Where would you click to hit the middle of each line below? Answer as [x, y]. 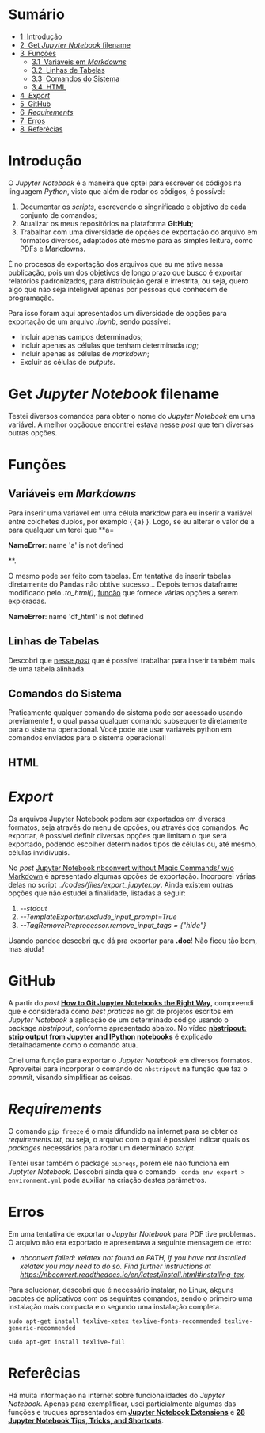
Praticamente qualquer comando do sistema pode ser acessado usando [125, 713]
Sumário [36, 15]
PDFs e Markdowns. [52, 249]
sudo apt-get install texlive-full [67, 1342]
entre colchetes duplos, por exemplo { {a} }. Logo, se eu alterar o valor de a [131, 521]
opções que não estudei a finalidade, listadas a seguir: [97, 893]
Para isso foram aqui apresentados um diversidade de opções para [117, 313]
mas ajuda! [26, 948]
